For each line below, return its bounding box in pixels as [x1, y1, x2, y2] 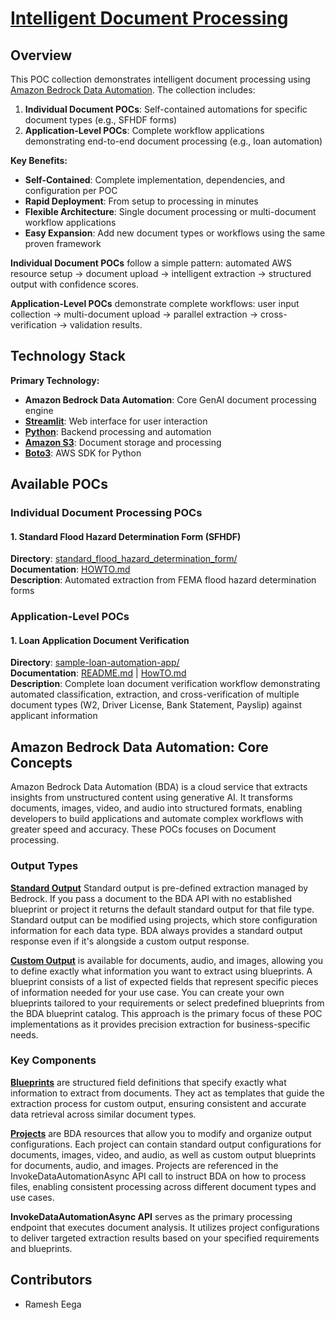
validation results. [69, 319, 143, 331]
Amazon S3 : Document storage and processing [24, 436, 222, 448]
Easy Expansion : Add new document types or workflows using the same [24, 227, 326, 239]
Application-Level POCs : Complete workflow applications [24, 125, 265, 136]
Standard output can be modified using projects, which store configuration [10, 913, 318, 926]
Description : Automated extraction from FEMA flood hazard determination [10, 574, 317, 586]
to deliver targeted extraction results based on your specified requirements [10, 1232, 320, 1244]
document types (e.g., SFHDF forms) [24, 114, 178, 126]
